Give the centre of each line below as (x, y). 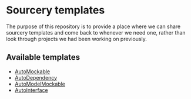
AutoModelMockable (40, 84)
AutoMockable (32, 71)
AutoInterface (31, 90)
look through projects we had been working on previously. (76, 39)
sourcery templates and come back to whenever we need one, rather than (96, 32)
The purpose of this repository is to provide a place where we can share (93, 26)
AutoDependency (36, 77)
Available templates (43, 57)
